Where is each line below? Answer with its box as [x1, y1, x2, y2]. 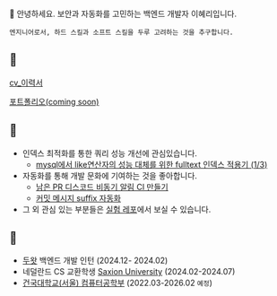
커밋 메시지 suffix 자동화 [35, 192, 121, 204]
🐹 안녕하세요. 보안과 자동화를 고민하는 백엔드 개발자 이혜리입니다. [9, 8, 238, 19]
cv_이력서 [9, 77, 43, 88]
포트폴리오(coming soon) [9, 96, 100, 107]
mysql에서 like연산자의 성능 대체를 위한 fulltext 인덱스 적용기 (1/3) [35, 159, 268, 170]
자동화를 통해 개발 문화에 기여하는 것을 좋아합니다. [22, 170, 197, 181]
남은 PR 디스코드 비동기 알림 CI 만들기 [35, 181, 169, 192]
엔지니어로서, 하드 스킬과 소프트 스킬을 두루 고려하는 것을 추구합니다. [9, 28, 234, 37]
